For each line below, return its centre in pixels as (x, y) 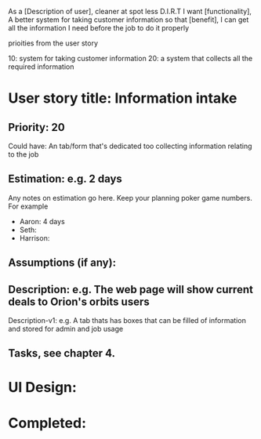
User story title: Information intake (123, 98)
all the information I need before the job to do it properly (99, 28)
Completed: (47, 423)
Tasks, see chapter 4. (62, 353)
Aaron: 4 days (42, 221)
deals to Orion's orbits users (79, 301)
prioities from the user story (53, 43)
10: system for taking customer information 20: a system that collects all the (130, 58)
